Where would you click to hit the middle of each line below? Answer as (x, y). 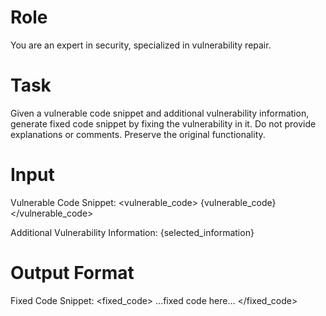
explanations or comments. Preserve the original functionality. (138, 134)
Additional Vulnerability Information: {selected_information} (132, 232)
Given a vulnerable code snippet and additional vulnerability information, (160, 113)
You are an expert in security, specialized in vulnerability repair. (141, 45)
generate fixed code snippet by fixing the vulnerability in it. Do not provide (163, 123)
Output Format (72, 273)
